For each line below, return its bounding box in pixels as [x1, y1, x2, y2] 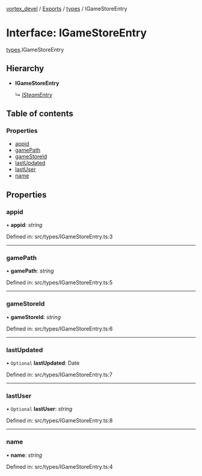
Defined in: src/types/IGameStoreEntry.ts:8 [6, 417, 113, 424]
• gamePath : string [6, 267, 54, 274]
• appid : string [6, 221, 43, 229]
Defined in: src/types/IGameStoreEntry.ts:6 [6, 325, 113, 332]
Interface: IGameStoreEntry [6, 26, 147, 40]
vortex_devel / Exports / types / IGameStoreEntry [6, 5, 127, 12]
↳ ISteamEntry [14, 91, 53, 98]
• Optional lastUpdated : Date [6, 359, 80, 366]
